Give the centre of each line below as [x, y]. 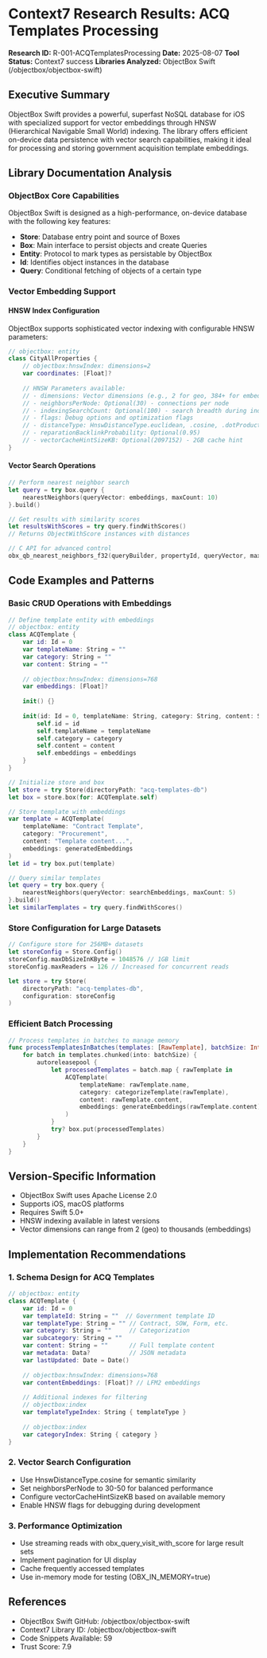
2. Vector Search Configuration [70, 1462]
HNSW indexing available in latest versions [90, 1221]
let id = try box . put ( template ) [62, 863]
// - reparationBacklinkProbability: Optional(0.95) [112, 433]
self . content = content [76, 746]
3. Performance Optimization [66, 1526]
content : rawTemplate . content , [131, 1100]
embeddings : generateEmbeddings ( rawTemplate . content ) [170, 1107]
